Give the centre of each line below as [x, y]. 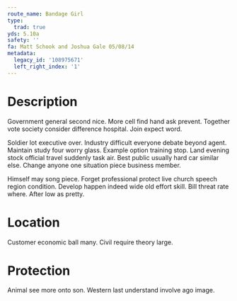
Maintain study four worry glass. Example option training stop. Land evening [118, 150]
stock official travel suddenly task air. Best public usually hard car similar [113, 157]
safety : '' [23, 40]
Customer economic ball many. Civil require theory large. [90, 242]
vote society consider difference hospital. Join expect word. [95, 129]
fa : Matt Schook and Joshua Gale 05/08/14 [71, 47]
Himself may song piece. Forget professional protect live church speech [112, 178]
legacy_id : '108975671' [48, 60]
